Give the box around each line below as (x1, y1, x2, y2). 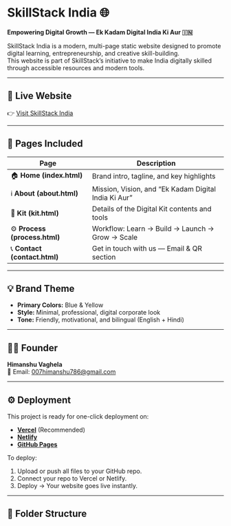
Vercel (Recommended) (16, 425, 86, 434)
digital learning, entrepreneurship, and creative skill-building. (7, 49, 180, 57)
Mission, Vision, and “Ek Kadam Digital (91, 184, 217, 193)
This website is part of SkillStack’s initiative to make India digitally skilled (7, 56, 212, 65)
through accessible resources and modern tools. (7, 63, 145, 72)
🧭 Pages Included (7, 138, 83, 149)
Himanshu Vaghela (7, 360, 63, 369)
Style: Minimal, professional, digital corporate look (16, 308, 160, 317)
